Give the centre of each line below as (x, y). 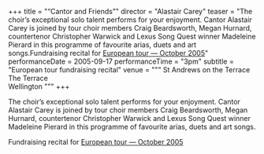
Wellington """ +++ (39, 86)
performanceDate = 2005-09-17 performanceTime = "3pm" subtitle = (121, 61)
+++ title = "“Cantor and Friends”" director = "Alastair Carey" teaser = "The (130, 11)
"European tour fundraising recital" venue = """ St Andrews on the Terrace (129, 70)
